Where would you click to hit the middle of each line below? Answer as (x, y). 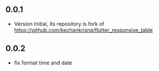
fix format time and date (43, 62)
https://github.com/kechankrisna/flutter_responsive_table (83, 30)
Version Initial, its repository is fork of (59, 23)
